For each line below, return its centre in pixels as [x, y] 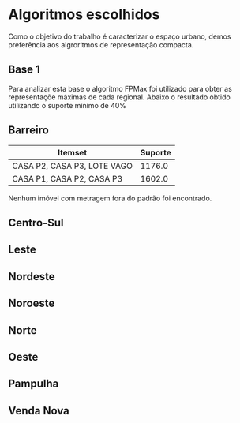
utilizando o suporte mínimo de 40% [67, 105]
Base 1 [24, 70]
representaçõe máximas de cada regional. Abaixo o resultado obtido [119, 97]
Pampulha [34, 384]
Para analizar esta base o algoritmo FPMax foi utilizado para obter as [120, 88]
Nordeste [32, 277]
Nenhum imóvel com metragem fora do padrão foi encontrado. [110, 198]
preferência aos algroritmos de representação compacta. [101, 44]
